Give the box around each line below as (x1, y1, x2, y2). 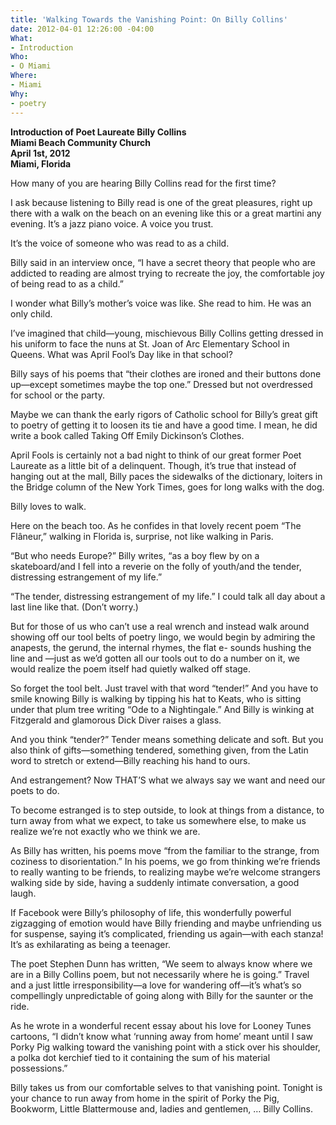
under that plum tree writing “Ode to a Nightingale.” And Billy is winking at (10, 703, 315, 715)
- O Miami (10, 61, 52, 71)
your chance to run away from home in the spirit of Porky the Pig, (10, 1092, 280, 1104)
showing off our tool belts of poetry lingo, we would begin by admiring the (10, 631, 316, 643)
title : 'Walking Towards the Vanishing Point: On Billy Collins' (10, 14, 288, 25)
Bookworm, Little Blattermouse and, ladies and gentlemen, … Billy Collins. (10, 1102, 313, 1115)
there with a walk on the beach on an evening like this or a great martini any (10, 207, 322, 219)
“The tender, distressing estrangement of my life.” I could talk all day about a (10, 590, 326, 602)
